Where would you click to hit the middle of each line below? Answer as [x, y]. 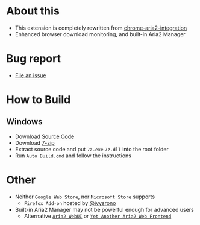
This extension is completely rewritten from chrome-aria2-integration [101, 28]
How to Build [39, 100]
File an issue [30, 75]
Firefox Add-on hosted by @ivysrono [70, 203]
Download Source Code [45, 136]
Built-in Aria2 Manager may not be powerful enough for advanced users [104, 209]
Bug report [34, 59]
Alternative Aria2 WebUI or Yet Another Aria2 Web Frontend [98, 216]
